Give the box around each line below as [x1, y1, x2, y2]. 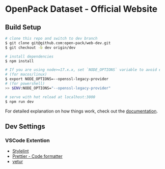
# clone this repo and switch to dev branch [5, 36, 98, 41]
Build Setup [5, 23, 41, 31]
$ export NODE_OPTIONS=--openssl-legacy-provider [5, 77, 109, 82]
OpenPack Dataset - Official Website [5, 3, 158, 15]
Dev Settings [5, 122, 46, 131]
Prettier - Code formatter [12, 153, 63, 159]
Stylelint [12, 148, 29, 154]
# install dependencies [5, 54, 54, 59]
